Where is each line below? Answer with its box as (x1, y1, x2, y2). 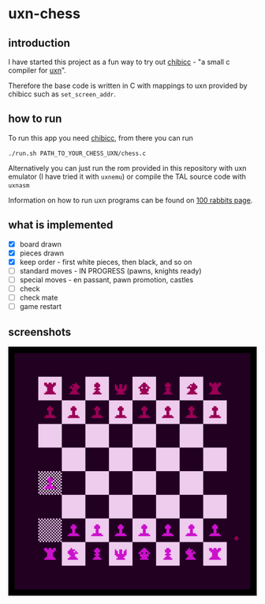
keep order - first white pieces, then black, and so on (19, 257, 192, 266)
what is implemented (8, 218, 114, 232)
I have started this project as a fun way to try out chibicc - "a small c (8, 57, 230, 66)
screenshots (8, 325, 72, 338)
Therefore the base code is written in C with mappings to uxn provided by (8, 81, 248, 90)
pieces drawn (19, 248, 65, 258)
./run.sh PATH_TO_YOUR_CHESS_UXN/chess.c (8, 149, 147, 157)
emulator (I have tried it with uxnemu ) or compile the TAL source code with (8, 172, 247, 181)
